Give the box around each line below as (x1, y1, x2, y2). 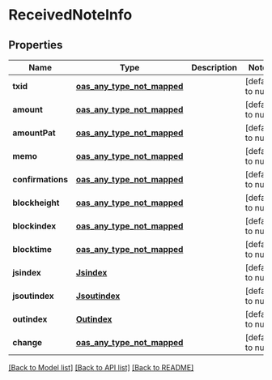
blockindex (12, 220, 57, 232)
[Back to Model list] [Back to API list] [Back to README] (8, 363, 194, 372)
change (12, 337, 43, 348)
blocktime (12, 244, 53, 254)
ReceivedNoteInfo (8, 6, 133, 24)
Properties (8, 38, 63, 52)
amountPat (12, 127, 56, 139)
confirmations (12, 174, 69, 185)
